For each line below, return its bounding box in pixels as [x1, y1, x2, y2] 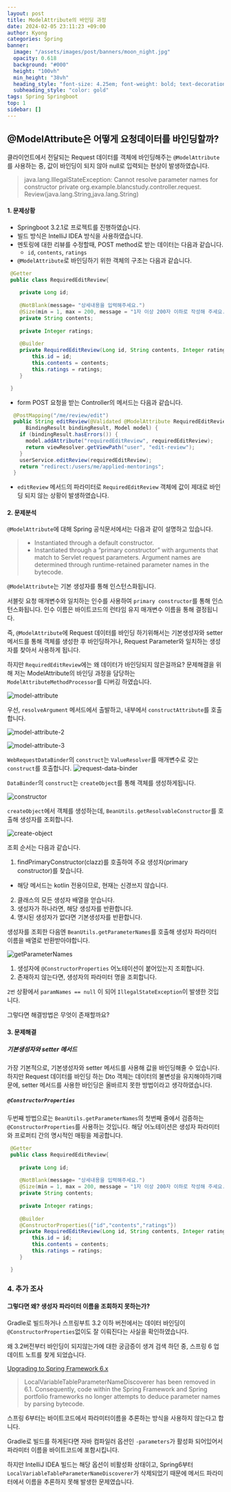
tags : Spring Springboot [7, 94, 78, 101]
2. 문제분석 [7, 508, 36, 516]
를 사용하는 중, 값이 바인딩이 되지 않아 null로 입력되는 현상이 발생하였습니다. [7, 161, 210, 169]
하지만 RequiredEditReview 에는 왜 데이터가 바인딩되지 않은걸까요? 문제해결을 [7, 660, 214, 669]
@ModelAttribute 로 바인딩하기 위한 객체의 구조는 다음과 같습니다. [16, 256, 192, 264]
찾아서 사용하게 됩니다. [19, 646, 81, 654]
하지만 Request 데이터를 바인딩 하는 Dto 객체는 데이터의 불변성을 [7, 1072, 181, 1081]
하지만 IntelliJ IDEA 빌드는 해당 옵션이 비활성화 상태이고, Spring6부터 [7, 1460, 194, 1469]
